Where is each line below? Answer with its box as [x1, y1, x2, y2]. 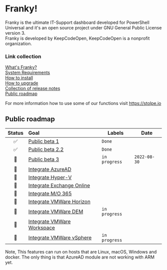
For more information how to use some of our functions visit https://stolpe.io [5, 100, 162, 106]
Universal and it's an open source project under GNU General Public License [5, 24, 162, 30]
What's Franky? [5, 64, 37, 70]
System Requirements [5, 70, 50, 76]
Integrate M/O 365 [28, 190, 72, 197]
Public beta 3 [28, 156, 60, 163]
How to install [5, 75, 33, 81]
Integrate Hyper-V [28, 174, 72, 181]
